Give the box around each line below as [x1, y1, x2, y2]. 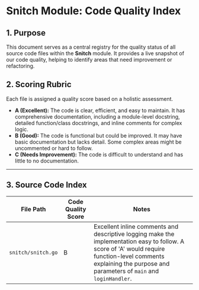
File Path [20, 205, 46, 213]
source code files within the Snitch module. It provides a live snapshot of [6, 50, 185, 57]
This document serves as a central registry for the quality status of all [6, 43, 176, 50]
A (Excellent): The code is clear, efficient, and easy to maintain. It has [14, 107, 185, 114]
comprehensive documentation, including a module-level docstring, [14, 113, 180, 120]
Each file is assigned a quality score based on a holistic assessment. [6, 95, 174, 102]
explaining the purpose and [94, 259, 170, 267]
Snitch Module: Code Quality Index [6, 4, 181, 18]
